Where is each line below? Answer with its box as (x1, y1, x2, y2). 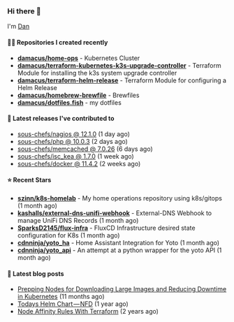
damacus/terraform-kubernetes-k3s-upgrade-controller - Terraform (17, 61, 221, 69)
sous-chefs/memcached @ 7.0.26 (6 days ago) (17, 145, 153, 153)
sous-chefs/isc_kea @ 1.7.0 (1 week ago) (17, 152, 134, 160)
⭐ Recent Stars (7, 176, 52, 184)
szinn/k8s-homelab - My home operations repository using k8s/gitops (17, 193, 222, 202)
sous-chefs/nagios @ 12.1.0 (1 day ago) (17, 129, 131, 138)
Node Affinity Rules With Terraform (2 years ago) (17, 307, 159, 316)
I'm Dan (7, 22, 30, 31)
